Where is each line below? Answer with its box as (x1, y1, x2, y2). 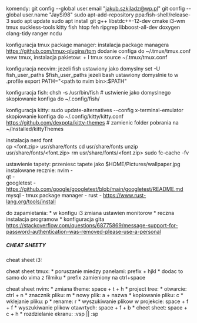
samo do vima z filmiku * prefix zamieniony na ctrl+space (6, 274, 146, 281)
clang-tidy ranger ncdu (6, 30, 62, 37)
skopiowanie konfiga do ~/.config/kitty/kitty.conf (6, 113, 124, 120)
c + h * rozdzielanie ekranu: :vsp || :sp (6, 310, 99, 317)
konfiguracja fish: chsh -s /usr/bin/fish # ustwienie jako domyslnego (6, 89, 171, 96)
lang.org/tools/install (6, 198, 56, 205)
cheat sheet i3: (6, 256, 42, 263)
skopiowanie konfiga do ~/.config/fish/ (6, 95, 100, 102)
